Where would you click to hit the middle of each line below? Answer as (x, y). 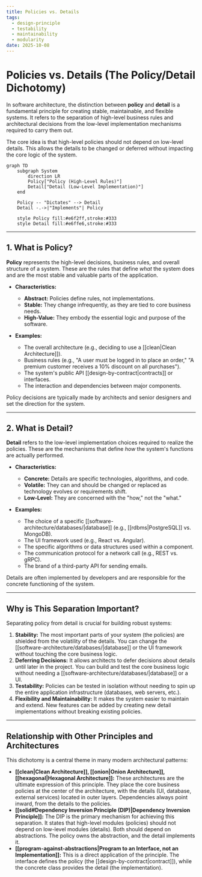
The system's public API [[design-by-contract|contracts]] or (98, 373)
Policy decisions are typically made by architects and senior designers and (99, 397)
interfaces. (37, 379)
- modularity (28, 40)
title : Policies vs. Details (43, 12)
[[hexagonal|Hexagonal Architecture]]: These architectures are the (99, 778)
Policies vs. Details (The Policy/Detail (101, 75)
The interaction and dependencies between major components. (103, 385)
